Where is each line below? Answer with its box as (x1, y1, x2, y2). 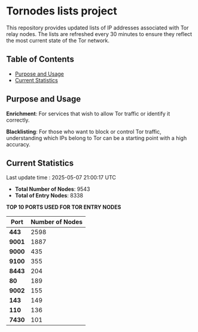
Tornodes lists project (6, 4, 118, 18)
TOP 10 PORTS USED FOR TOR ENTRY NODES (6, 204, 121, 211)
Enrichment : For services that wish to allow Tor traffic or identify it (6, 110, 170, 117)
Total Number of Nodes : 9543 (14, 186, 90, 193)
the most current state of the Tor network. (6, 37, 109, 44)
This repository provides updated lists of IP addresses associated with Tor (6, 24, 189, 31)
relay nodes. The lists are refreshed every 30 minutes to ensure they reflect (6, 30, 193, 37)
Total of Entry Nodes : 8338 (14, 192, 84, 199)
